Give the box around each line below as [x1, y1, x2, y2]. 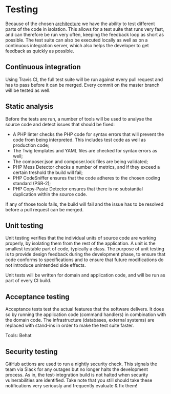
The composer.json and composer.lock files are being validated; [12, 158, 148, 165]
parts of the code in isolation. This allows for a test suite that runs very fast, [5, 26, 165, 32]
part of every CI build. [5, 278, 52, 284]
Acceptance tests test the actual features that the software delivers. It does [5, 306, 164, 312]
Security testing [5, 347, 58, 356]
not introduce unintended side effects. [5, 262, 86, 268]
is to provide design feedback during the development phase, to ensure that [5, 251, 166, 258]
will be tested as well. [5, 87, 51, 93]
